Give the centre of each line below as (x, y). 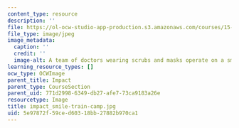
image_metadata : (31, 41)
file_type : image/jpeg (41, 34)
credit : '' (30, 54)
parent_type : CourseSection (49, 87)
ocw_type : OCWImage (36, 73)
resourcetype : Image (38, 100)
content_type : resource (43, 14)
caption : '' (32, 47)
